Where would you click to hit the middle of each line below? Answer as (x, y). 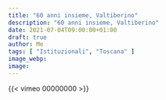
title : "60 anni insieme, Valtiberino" (73, 15)
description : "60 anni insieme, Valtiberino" (83, 23)
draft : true (27, 37)
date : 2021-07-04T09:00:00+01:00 (63, 30)
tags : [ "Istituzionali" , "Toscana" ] (71, 52)
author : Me (26, 45)
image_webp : (27, 59)
